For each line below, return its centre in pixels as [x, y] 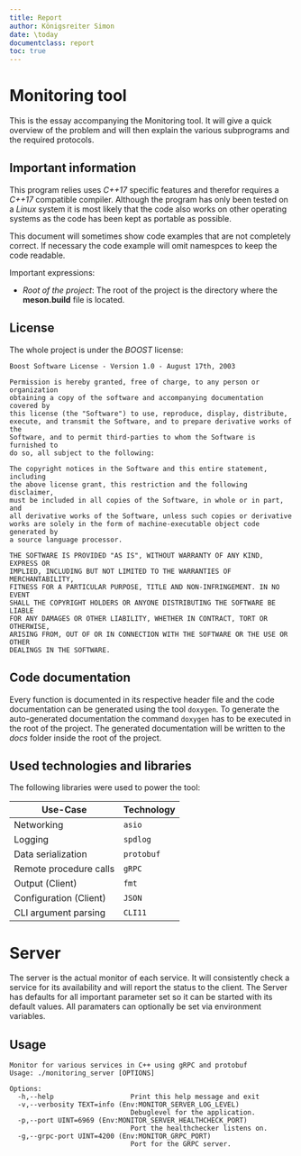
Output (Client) [46, 884]
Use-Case [64, 810]
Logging [32, 840]
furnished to [34, 445]
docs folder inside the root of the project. [86, 737]
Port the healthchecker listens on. [199, 1129]
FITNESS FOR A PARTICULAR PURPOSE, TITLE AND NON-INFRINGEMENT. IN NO [145, 587]
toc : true [28, 51]
